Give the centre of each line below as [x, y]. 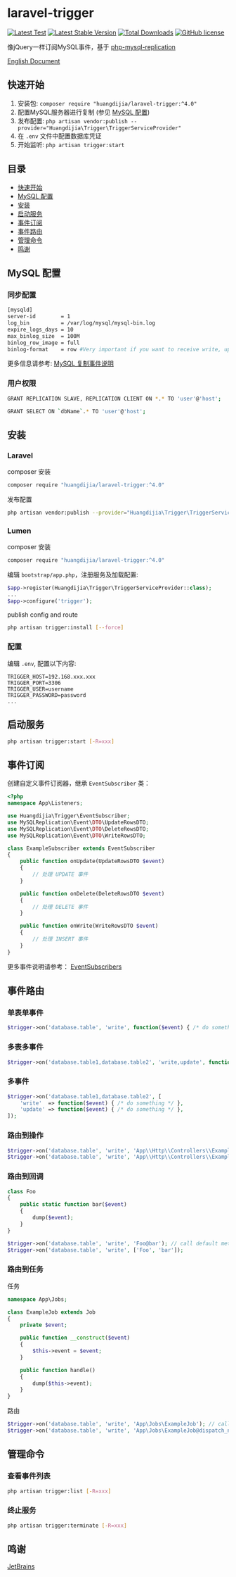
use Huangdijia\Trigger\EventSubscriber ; [69, 816]
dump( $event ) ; [53, 1218]
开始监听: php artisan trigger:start [71, 144]
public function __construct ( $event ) [75, 1338]
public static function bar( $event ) [74, 1205]
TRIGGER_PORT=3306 [34, 683]
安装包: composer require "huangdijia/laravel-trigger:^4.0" [107, 103]
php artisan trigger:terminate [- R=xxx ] [67, 1526]
